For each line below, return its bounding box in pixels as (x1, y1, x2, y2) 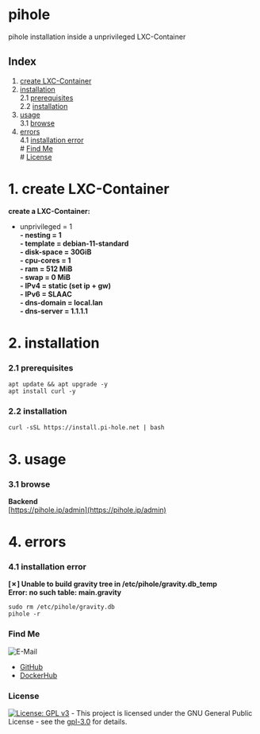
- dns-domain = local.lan (19, 297, 103, 307)
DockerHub (19, 670, 58, 680)
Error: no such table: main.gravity (8, 588, 122, 597)
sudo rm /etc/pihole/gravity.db (8, 603, 115, 612)
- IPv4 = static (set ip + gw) (19, 281, 111, 290)
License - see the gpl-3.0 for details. (8, 717, 128, 727)
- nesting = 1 (19, 230, 62, 239)
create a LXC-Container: (8, 206, 90, 216)
